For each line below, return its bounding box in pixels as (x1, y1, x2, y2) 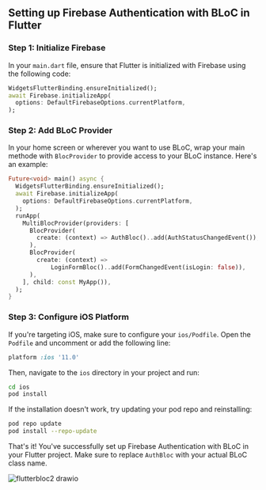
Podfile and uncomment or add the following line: (8, 338, 171, 348)
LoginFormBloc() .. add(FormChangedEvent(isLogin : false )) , (50, 263, 246, 272)
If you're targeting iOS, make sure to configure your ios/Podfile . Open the (8, 329, 251, 339)
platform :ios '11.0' (8, 353, 80, 361)
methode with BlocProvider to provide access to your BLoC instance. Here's (8, 151, 257, 161)
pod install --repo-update (8, 427, 97, 435)
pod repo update (8, 420, 62, 428)
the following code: (8, 69, 71, 78)
